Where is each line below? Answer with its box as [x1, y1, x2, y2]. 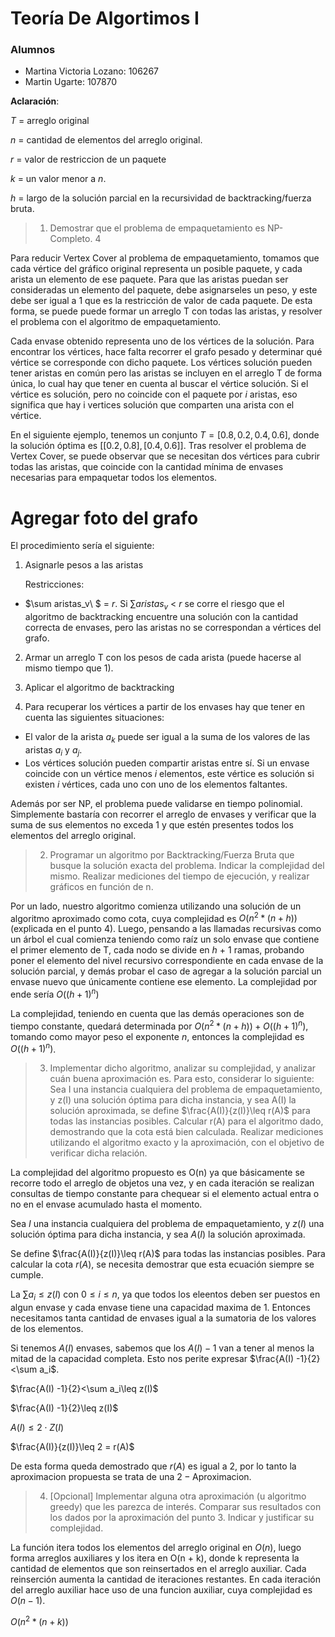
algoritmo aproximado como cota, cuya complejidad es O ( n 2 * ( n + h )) [10, 910, 298, 924]
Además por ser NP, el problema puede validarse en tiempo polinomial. [10, 797, 303, 809]
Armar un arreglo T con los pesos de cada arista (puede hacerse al [24, 652, 302, 664]
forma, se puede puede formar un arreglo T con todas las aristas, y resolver [10, 305, 323, 317]
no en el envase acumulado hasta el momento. [10, 1198, 203, 1211]
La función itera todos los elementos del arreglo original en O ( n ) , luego [10, 1542, 302, 1554]
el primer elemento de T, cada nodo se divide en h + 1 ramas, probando [10, 944, 305, 956]
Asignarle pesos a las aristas [24, 559, 144, 571]
